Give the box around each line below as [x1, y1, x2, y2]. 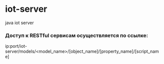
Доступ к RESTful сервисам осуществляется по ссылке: [5, 32, 148, 39]
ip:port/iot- [5, 43, 27, 49]
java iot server [5, 20, 34, 26]
